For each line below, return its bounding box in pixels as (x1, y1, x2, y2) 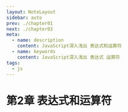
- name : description (12, 37, 64, 43)
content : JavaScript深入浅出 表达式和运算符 (17, 43, 122, 49)
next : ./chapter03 (6, 26, 53, 32)
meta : (6, 32, 20, 38)
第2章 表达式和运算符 (6, 94, 112, 107)
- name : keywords (12, 49, 56, 55)
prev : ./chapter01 (6, 20, 53, 26)
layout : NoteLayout (6, 9, 56, 15)
